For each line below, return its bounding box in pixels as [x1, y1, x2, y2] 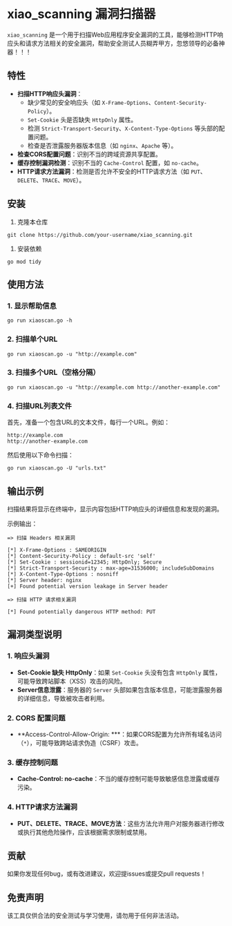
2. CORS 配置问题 [7, 713, 66, 722]
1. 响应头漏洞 [7, 651, 50, 661]
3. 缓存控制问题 [7, 758, 59, 767]
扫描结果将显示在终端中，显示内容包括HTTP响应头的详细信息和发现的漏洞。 [7, 505, 223, 513]
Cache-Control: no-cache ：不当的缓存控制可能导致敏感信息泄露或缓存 [17, 775, 220, 783]
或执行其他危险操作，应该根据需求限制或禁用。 [17, 828, 151, 836]
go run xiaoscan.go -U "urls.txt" [7, 465, 107, 472]
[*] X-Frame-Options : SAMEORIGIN [7, 546, 107, 553]
